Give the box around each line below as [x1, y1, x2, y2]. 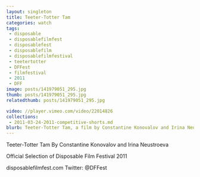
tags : [6, 25, 20, 32]
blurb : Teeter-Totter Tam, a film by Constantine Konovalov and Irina [6, 125, 185, 131]
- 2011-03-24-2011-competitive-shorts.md [8, 119, 113, 125]
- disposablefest [8, 42, 52, 48]
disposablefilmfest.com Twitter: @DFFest [6, 164, 107, 172]
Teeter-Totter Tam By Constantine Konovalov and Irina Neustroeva [6, 141, 169, 148]
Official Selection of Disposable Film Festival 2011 [6, 153, 127, 160]
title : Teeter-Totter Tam [6, 14, 70, 20]
